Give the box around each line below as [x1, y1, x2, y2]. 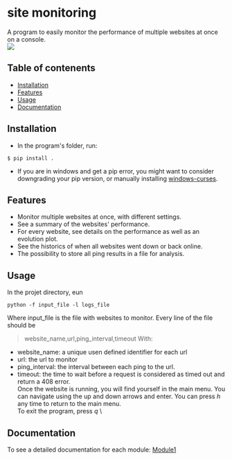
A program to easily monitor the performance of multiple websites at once [7, 28, 218, 36]
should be [7, 321, 36, 330]
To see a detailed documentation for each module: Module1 [7, 445, 177, 454]
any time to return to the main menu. [17, 400, 121, 408]
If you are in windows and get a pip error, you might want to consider [17, 167, 215, 175]
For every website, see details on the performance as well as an [17, 228, 199, 236]
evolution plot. [17, 235, 58, 244]
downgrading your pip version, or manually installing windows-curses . [17, 174, 218, 182]
